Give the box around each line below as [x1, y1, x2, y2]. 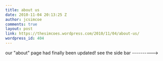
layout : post [5, 26, 33, 32]
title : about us [5, 7, 40, 13]
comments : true [5, 21, 38, 27]
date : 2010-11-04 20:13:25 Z [5, 12, 67, 17]
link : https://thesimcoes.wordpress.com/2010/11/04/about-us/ [5, 31, 140, 36]
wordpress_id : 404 [5, 36, 44, 41]
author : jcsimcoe [5, 17, 42, 22]
